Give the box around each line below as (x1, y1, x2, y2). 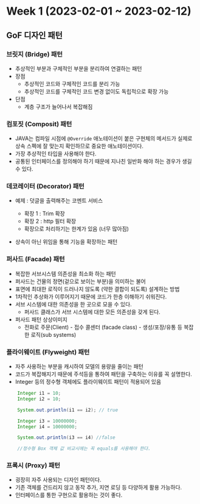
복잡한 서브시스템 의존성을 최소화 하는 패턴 (15, 270, 117, 277)
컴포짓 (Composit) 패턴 (6, 120, 72, 128)
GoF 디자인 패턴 (6, 30, 63, 40)
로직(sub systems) (30, 331, 77, 338)
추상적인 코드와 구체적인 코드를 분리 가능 (24, 80, 120, 87)
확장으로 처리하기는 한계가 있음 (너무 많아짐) (24, 225, 129, 232)
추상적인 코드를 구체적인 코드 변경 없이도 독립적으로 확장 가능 (24, 87, 169, 95)
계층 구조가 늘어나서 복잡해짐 (24, 103, 93, 110)
